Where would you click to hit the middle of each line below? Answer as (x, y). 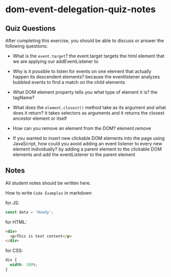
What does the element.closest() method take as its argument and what (89, 108)
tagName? (24, 98)
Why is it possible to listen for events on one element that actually (82, 71)
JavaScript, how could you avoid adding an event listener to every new (87, 144)
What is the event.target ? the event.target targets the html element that (89, 56)
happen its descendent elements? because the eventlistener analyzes (86, 77)
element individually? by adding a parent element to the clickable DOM (87, 149)
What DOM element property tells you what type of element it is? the (85, 92)
